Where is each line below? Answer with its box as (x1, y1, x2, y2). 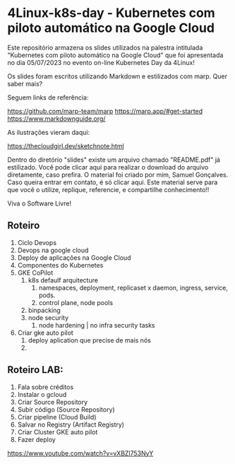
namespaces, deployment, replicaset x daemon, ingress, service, (38, 283, 228, 292)
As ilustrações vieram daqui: (7, 128, 90, 136)
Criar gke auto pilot (17, 328, 74, 337)
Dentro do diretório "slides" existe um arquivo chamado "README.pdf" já (7, 155, 221, 164)
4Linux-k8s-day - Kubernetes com (7, 5, 215, 21)
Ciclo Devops (17, 238, 57, 246)
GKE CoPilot (17, 268, 54, 277)
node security (28, 313, 69, 322)
